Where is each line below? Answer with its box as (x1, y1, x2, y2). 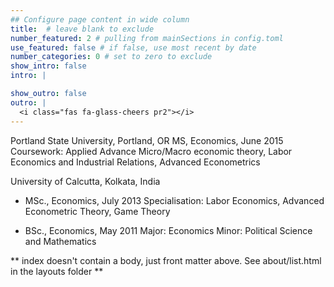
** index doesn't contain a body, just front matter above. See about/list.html (10, 254, 322, 266)
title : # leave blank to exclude (10, 24, 155, 34)
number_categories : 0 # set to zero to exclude (10, 52, 213, 62)
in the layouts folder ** (10, 265, 104, 277)
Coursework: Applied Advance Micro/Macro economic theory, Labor (10, 145, 293, 157)
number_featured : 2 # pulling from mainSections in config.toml (10, 33, 284, 43)
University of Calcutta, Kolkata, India (10, 175, 161, 187)
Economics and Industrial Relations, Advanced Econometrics (10, 156, 261, 168)
